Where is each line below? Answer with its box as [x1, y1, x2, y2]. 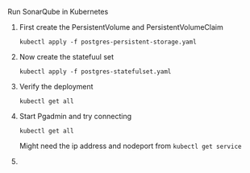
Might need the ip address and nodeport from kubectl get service [19, 141, 242, 150]
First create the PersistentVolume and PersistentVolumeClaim [19, 23, 223, 31]
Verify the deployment [19, 82, 94, 91]
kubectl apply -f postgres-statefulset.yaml [19, 68, 172, 76]
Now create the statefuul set [19, 52, 115, 61]
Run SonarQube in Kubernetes [7, 7, 109, 16]
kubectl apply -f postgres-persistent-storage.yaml [19, 38, 197, 46]
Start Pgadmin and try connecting [19, 112, 132, 121]
